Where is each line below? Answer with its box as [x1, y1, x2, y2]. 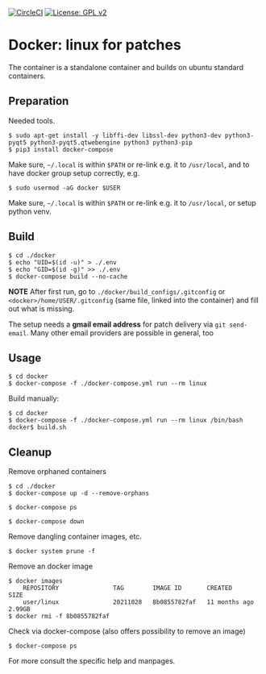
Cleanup [8, 445, 52, 459]
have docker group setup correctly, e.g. [8, 168, 140, 177]
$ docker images [8, 577, 63, 585]
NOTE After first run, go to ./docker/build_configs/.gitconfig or [8, 286, 226, 296]
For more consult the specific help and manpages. [8, 656, 176, 666]
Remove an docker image [8, 561, 94, 572]
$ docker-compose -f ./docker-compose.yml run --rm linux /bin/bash [8, 416, 243, 425]
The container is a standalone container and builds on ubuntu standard [8, 62, 244, 72]
